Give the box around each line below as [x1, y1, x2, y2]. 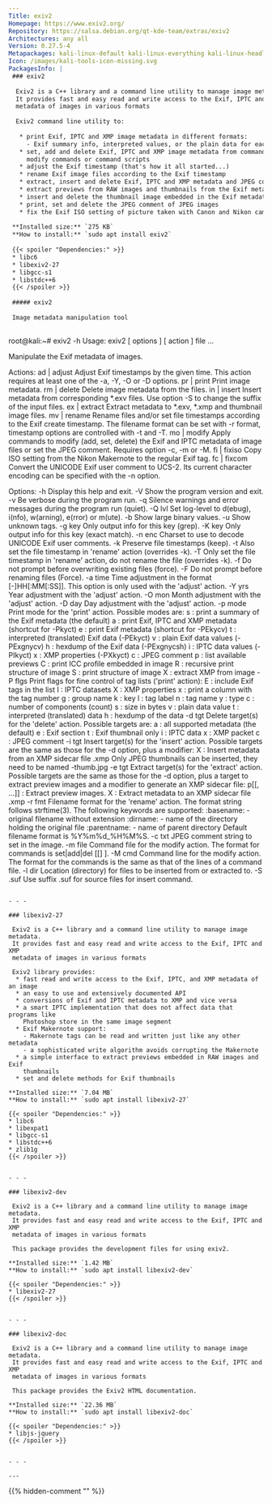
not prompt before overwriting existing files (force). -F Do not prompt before [8, 564, 263, 573]
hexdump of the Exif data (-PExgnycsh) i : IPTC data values [55, 642, 253, 651]
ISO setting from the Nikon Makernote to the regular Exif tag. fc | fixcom [8, 453, 249, 463]
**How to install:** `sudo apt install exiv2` [11, 230, 172, 239]
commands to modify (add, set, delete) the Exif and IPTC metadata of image [8, 436, 262, 446]
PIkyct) [8, 650, 32, 659]
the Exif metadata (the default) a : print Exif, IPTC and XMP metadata [8, 616, 237, 625]
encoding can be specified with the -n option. [8, 470, 161, 480]
